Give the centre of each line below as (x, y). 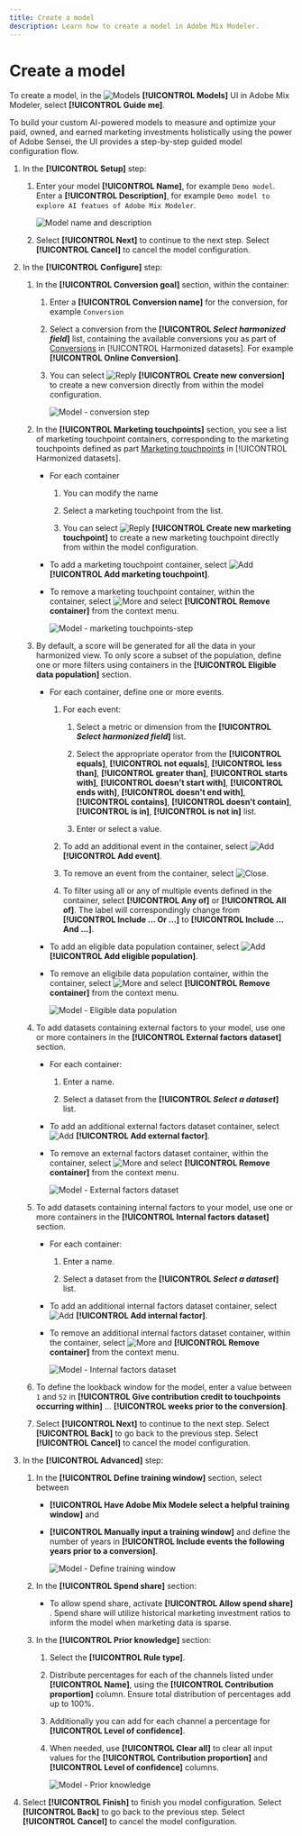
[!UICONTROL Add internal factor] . (142, 1316)
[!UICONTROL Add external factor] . (143, 1136)
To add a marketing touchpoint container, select (138, 565)
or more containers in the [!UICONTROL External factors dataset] (159, 1037)
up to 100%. (72, 1704)
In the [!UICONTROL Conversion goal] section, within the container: (163, 285)
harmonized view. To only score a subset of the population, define (159, 655)
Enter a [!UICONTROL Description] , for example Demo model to (153, 196)
